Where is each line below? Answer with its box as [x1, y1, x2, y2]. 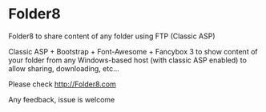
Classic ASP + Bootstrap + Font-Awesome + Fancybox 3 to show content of [8, 46, 258, 56]
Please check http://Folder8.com [8, 79, 116, 89]
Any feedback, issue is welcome [8, 94, 115, 104]
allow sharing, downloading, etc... [8, 63, 120, 73]
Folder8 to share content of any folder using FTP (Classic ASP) [8, 31, 216, 41]
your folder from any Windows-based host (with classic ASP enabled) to [8, 55, 247, 65]
